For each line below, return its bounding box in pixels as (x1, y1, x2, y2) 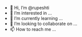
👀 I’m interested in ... (9, 10, 52, 16)
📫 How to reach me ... (9, 26, 56, 32)
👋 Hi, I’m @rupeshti (9, 5, 50, 10)
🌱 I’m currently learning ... (9, 15, 63, 21)
